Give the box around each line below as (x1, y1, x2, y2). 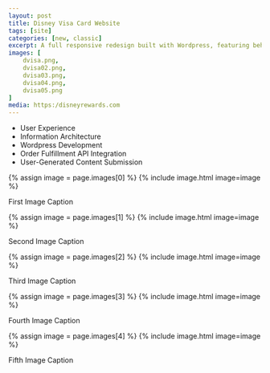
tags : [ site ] (8, 26, 52, 34)
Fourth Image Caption (8, 316, 80, 326)
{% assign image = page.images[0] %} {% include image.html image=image (8, 173, 261, 183)
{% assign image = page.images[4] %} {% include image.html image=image (8, 331, 261, 341)
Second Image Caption (8, 237, 84, 246)
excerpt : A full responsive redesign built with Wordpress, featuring (8, 42, 250, 50)
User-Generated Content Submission (19, 157, 143, 167)
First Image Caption (8, 197, 74, 207)
